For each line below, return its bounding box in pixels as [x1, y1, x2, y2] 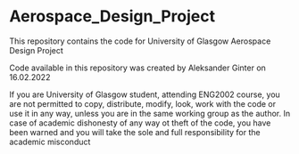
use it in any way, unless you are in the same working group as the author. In [9, 108, 291, 118]
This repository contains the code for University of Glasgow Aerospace [9, 36, 271, 46]
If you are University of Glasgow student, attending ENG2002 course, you [9, 89, 281, 100]
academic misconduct [9, 136, 91, 147]
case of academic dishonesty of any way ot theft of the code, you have [9, 118, 271, 128]
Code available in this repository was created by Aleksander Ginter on [9, 62, 266, 73]
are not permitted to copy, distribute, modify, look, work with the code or [9, 98, 277, 109]
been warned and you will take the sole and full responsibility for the [9, 126, 261, 137]
